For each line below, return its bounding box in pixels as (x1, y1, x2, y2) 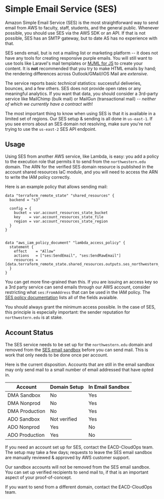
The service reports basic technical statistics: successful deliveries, (5, 80, 142, 86)
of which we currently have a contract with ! (5, 101, 93, 107)
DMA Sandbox (7, 392, 41, 399)
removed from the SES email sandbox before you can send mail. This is (5, 347, 148, 353)
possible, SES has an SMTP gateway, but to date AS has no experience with (5, 35, 158, 41)
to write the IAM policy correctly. (5, 174, 71, 180)
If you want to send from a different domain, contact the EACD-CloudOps (5, 484, 152, 490)
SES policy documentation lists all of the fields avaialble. (5, 294, 118, 300)
